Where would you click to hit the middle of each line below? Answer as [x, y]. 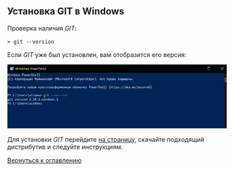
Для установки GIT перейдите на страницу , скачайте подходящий [106, 139]
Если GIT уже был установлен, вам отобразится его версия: [97, 54]
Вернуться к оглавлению [45, 160]
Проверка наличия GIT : [42, 28]
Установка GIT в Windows [66, 11]
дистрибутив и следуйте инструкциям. [65, 147]
